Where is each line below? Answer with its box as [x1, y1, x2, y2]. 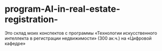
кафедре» [4, 40, 26, 46]
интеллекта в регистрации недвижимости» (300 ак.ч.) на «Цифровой [4, 35, 152, 41]
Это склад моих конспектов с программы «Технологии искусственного [4, 30, 158, 36]
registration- [4, 14, 58, 25]
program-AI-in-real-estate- [4, 3, 120, 15]
